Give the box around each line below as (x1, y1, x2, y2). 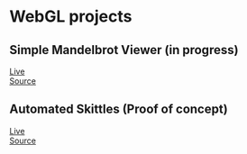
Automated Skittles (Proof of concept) (9, 102, 228, 117)
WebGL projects (9, 6, 133, 27)
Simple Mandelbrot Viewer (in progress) (9, 42, 239, 58)
